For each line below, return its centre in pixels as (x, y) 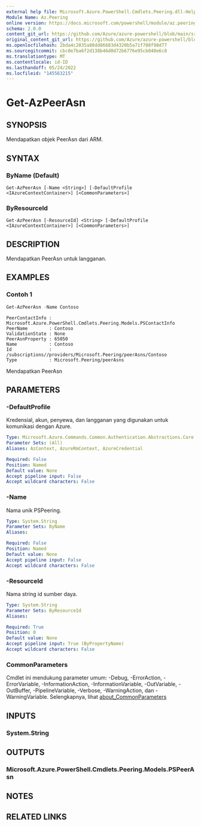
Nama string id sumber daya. (42, 594)
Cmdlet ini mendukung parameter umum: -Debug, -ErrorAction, (84, 678)
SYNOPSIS (27, 125)
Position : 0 (21, 633)
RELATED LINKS (36, 817)
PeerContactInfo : (29, 318)
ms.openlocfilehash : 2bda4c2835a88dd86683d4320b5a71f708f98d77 (87, 46)
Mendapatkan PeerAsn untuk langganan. (56, 259)
